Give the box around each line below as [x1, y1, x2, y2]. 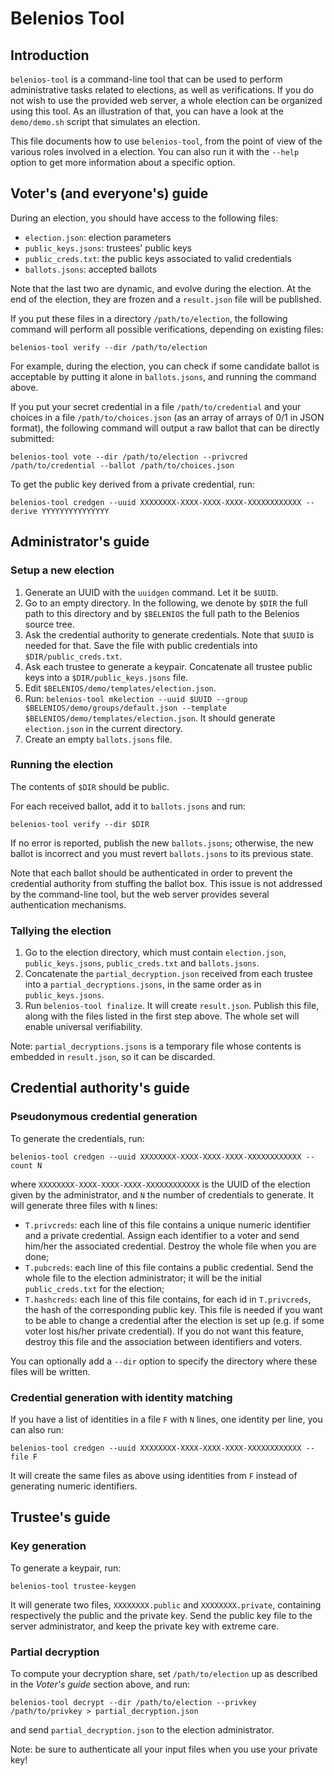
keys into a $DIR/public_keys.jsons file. [24, 671, 189, 683]
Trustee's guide [10, 1509, 111, 1526]
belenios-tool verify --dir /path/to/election [10, 342, 208, 352]
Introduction [10, 47, 90, 64]
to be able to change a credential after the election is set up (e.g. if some [24, 1314, 325, 1326]
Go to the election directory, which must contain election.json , [24, 947, 287, 959]
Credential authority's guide [10, 1080, 190, 1097]
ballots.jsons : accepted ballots [24, 263, 158, 275]
